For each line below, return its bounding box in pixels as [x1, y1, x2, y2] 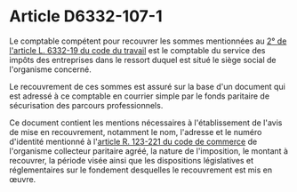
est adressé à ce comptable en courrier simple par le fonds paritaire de [9, 91, 269, 101]
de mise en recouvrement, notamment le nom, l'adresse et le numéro [9, 126, 262, 137]
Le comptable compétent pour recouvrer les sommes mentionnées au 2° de [9, 36, 287, 46]
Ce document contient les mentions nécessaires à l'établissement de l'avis [9, 117, 283, 128]
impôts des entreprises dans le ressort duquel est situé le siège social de [9, 54, 277, 65]
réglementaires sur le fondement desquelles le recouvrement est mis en [9, 164, 273, 175]
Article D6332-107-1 [9, 6, 163, 27]
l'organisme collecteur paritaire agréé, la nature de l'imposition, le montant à [9, 145, 289, 156]
